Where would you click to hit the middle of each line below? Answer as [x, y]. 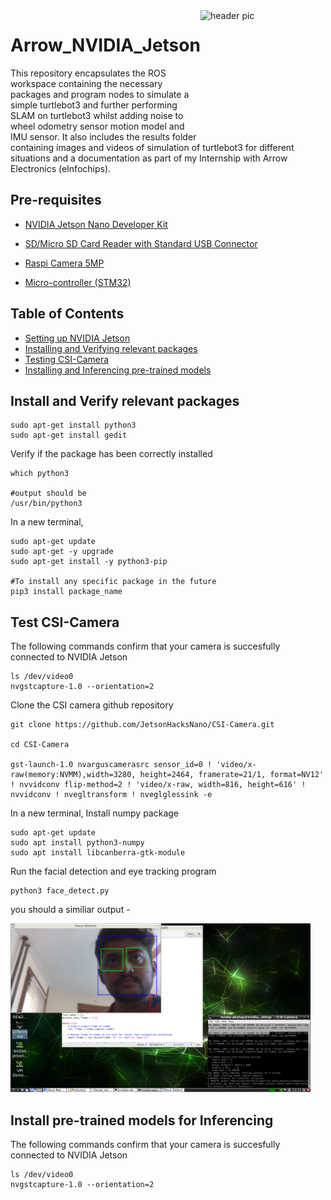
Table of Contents [67, 314]
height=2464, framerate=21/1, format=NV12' [232, 775]
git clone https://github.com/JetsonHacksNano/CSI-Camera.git [142, 725]
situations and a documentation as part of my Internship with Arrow [149, 158]
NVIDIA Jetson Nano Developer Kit [96, 224]
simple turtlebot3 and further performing [94, 105]
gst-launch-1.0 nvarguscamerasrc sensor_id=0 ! [111, 765]
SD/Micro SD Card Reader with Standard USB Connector [141, 243]
